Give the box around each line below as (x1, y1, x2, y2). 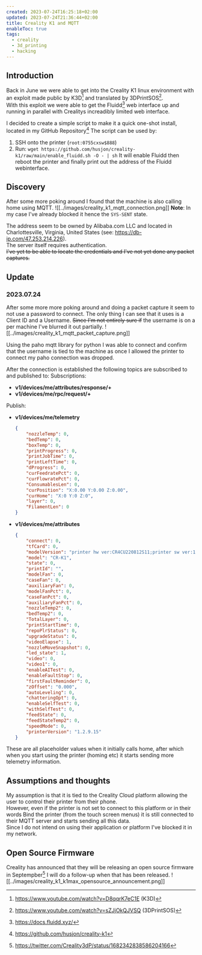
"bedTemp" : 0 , (26, 436, 61, 443)
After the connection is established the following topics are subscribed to (6, 366, 188, 373)
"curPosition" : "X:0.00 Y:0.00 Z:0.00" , (26, 487, 129, 493)
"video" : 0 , (26, 656, 56, 662)
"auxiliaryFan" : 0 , (26, 582, 75, 589)
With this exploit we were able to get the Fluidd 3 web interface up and (6, 100, 179, 109)
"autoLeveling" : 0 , (26, 689, 75, 695)
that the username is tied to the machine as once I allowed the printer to (6, 348, 185, 355)
